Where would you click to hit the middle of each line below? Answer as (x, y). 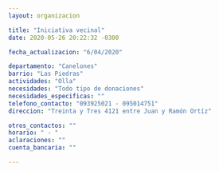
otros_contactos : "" (43, 125)
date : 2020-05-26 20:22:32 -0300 (64, 38)
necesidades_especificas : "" (57, 96)
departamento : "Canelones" (53, 66)
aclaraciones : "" (37, 141)
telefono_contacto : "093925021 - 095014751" (83, 103)
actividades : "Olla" (43, 82)
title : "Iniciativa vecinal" (57, 30)
